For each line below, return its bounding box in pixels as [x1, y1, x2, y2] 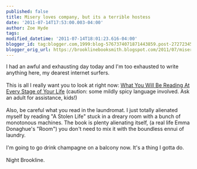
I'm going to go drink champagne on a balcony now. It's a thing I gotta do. [6, 144, 185, 151]
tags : [6, 31, 19, 36]
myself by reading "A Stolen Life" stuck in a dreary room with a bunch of [6, 113, 181, 120]
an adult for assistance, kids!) [6, 94, 77, 101]
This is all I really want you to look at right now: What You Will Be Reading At [6, 82, 190, 89]
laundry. [6, 131, 26, 138]
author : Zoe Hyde [6, 25, 49, 31]
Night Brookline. [6, 156, 45, 163]
